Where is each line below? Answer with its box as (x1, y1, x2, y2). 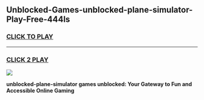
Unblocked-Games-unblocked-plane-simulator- (6, 5, 193, 15)
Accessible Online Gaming (6, 87, 75, 94)
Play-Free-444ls (6, 15, 70, 25)
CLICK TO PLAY (6, 33, 53, 41)
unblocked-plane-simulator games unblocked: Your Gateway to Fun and (6, 80, 192, 87)
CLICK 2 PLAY (6, 55, 49, 64)
